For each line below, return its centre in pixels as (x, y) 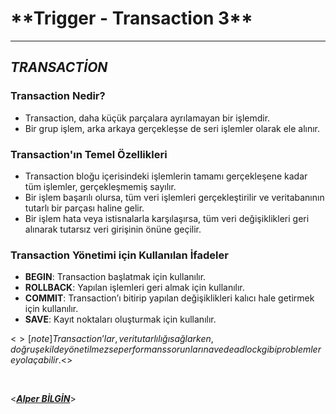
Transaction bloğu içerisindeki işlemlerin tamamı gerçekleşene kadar (166, 176)
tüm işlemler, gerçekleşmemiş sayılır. (100, 186)
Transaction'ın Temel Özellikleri (89, 154)
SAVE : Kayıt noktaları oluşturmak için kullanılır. (120, 319)
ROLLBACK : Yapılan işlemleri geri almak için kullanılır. (134, 288)
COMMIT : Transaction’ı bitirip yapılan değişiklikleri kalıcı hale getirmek (169, 298)
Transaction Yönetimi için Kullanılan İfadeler (119, 255)
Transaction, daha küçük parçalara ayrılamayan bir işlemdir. (147, 118)
